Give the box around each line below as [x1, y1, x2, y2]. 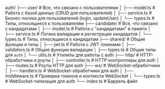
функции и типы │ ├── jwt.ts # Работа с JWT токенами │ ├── [5, 42, 135, 47]
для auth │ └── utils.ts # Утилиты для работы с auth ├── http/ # [5, 52, 139, 58]
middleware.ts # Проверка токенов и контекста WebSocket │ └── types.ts [5, 73, 161, 79]
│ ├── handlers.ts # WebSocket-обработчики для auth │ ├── [5, 68, 133, 74]
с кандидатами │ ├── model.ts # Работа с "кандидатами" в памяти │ [5, 26, 151, 32]
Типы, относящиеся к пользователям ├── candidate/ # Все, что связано [5, 20, 158, 26]
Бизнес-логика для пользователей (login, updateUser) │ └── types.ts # [5, 15, 155, 21]
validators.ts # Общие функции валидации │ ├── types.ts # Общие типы [5, 47, 156, 52]
